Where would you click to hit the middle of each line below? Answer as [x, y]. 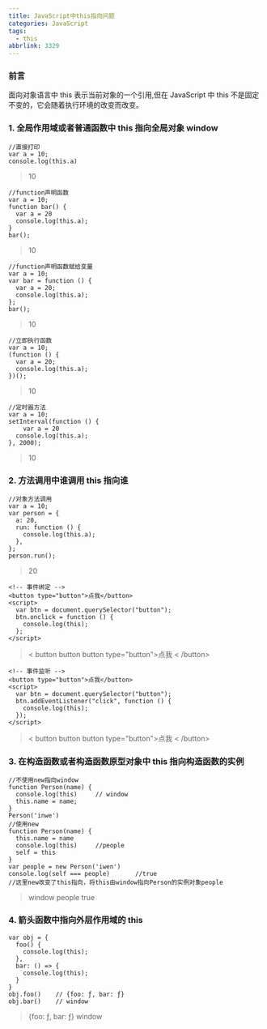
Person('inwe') [34, 816]
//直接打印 [24, 147]
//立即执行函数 [30, 340]
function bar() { [38, 207]
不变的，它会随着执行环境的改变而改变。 [76, 105]
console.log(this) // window [72, 795]
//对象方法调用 [30, 499]
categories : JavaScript [49, 23]
